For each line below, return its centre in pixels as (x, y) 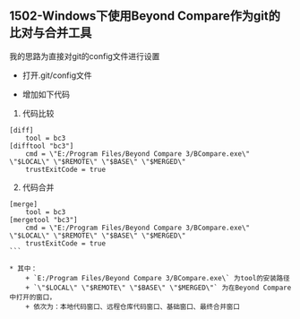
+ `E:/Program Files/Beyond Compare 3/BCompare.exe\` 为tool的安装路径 (158, 278)
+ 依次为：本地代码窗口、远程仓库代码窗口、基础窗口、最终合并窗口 (133, 306)
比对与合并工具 (51, 33)
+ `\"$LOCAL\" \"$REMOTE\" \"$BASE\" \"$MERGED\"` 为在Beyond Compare (159, 288)
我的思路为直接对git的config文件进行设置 (85, 56)
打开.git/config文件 (57, 75)
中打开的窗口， (33, 297)
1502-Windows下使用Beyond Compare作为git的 (145, 16)
